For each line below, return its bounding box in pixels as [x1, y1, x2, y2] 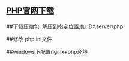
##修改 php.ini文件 [6, 35, 53, 42]
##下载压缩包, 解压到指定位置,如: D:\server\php [6, 23, 124, 30]
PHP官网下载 [6, 5, 54, 16]
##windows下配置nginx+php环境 [6, 48, 88, 55]
